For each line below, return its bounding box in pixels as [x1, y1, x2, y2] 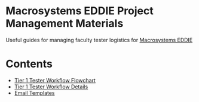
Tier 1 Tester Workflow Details [14, 83, 88, 90]
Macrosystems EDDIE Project [5, 4, 154, 18]
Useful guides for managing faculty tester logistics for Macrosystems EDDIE [5, 36, 193, 43]
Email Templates [14, 89, 55, 96]
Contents [5, 58, 53, 71]
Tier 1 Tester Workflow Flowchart [14, 76, 96, 84]
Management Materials [5, 17, 124, 30]
